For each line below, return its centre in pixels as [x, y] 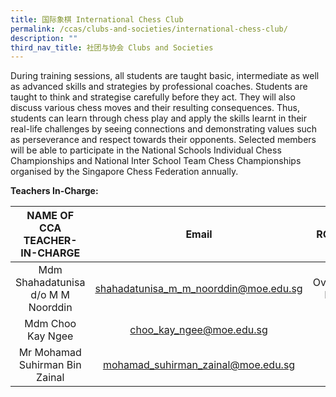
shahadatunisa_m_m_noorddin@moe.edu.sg [198, 289]
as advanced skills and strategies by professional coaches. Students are [159, 87]
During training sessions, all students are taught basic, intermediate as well [165, 76]
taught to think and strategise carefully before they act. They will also [153, 97]
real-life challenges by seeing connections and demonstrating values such [164, 129]
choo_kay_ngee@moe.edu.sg [198, 330]
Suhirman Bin [50, 365]
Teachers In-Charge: [54, 191]
